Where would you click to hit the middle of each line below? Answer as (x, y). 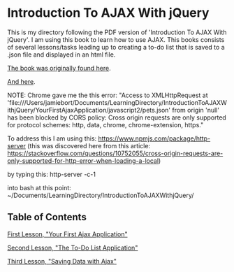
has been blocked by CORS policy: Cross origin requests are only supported (117, 117)
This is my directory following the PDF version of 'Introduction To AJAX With (117, 32)
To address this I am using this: (52, 138)
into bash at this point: (39, 187)
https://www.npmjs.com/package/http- (154, 138)
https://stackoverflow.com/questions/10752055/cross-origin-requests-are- (115, 153)
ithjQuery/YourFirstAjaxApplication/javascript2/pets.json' (89, 110)
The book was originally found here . (59, 68)
